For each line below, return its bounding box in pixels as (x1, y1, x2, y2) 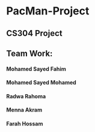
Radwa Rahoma (6, 92, 46, 100)
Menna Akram (6, 106, 43, 113)
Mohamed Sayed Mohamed (6, 79, 76, 86)
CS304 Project (6, 28, 63, 38)
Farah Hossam (6, 120, 43, 127)
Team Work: (6, 48, 53, 58)
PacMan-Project (6, 4, 90, 18)
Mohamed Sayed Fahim (6, 65, 66, 73)
